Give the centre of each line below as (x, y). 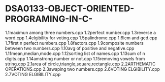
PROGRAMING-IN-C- (49, 19)
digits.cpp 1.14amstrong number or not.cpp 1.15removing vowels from (75, 58)
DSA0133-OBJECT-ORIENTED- (70, 9)
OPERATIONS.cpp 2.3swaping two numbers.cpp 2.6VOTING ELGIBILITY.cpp (82, 69)
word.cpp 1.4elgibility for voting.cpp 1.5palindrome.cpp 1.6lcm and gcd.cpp (81, 38)
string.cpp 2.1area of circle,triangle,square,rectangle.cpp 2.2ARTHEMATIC (81, 64)
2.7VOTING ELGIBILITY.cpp (33, 74)
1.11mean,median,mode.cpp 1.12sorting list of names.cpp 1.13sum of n (75, 53)
